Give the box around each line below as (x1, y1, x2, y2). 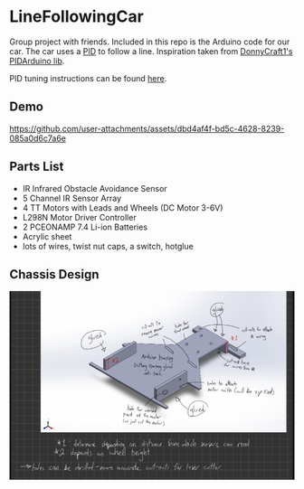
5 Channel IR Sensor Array (22, 193, 122, 203)
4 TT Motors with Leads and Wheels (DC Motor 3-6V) (22, 202, 223, 213)
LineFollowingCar (9, 6, 145, 27)
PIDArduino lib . (9, 55, 65, 66)
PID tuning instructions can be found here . (9, 72, 167, 83)
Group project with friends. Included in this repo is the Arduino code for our (9, 36, 290, 47)
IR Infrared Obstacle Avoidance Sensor (22, 183, 167, 193)
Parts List (9, 159, 64, 174)
